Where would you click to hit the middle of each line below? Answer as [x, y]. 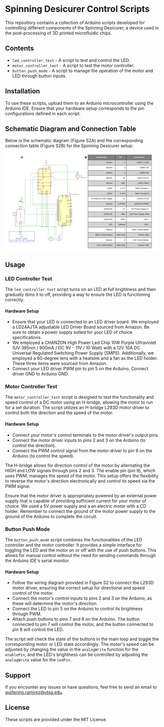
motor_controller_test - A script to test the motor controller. [73, 65]
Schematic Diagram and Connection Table [70, 129]
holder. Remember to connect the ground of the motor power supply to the [80, 511]
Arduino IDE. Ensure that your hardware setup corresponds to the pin [75, 108]
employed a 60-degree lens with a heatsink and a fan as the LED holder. [85, 358]
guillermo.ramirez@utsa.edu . [34, 692]
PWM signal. [18, 486]
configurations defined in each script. [43, 113]
